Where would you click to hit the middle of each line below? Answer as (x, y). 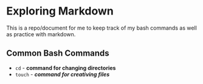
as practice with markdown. (41, 34)
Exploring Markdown (60, 11)
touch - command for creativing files (62, 74)
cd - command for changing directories (65, 68)
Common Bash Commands (58, 53)
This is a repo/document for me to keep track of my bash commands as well (102, 28)
